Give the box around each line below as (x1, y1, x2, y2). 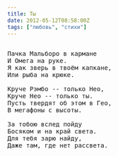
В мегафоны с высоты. (7, 107, 83, 114)
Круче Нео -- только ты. (7, 92, 93, 100)
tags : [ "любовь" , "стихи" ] (7, 23, 87, 30)
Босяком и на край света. (7, 128, 98, 136)
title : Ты (7, 10, 37, 18)
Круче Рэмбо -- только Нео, (7, 85, 105, 93)
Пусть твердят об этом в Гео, (7, 100, 112, 107)
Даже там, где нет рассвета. (7, 142, 108, 150)
